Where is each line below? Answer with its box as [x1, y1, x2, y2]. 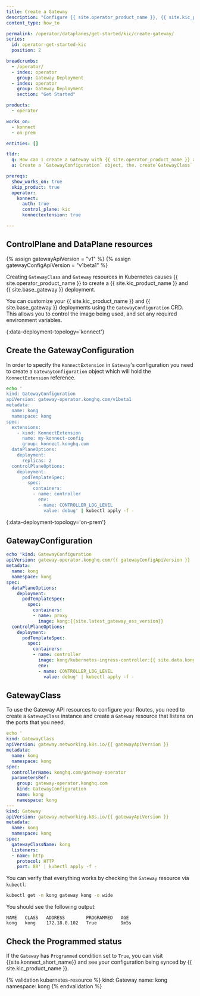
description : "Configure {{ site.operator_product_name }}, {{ [6, 14, 167, 20]
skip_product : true [11, 184, 60, 190]
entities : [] [6, 140, 39, 146]
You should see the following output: [6, 903, 96, 911]
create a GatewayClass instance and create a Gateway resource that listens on [6, 712, 193, 720]
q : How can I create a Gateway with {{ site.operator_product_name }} [11, 157, 190, 163]
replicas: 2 [21, 458, 52, 464]
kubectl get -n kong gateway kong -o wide [6, 893, 113, 899]
